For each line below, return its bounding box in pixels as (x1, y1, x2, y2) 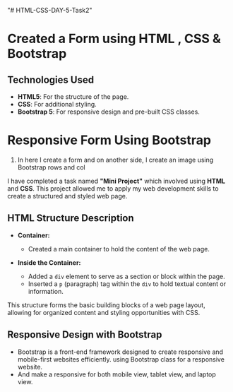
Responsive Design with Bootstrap (7, 328, 162, 341)
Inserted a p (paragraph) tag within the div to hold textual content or (28, 279, 227, 288)
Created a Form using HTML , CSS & (7, 31, 221, 47)
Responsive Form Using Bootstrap (7, 132, 212, 148)
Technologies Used (7, 73, 94, 85)
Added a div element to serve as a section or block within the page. (28, 272, 226, 280)
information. (28, 287, 64, 295)
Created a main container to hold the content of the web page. (28, 244, 210, 253)
